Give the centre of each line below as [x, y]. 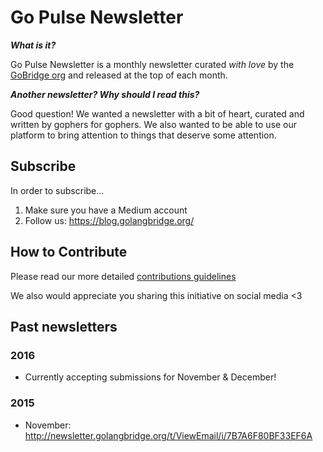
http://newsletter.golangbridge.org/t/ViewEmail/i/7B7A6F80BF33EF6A [168, 435]
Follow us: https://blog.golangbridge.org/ [109, 220]
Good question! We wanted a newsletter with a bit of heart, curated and [157, 113]
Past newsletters [64, 326]
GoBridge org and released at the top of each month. [119, 75]
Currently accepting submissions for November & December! [150, 377]
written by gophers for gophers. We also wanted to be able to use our [154, 124]
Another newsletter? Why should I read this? [105, 94]
